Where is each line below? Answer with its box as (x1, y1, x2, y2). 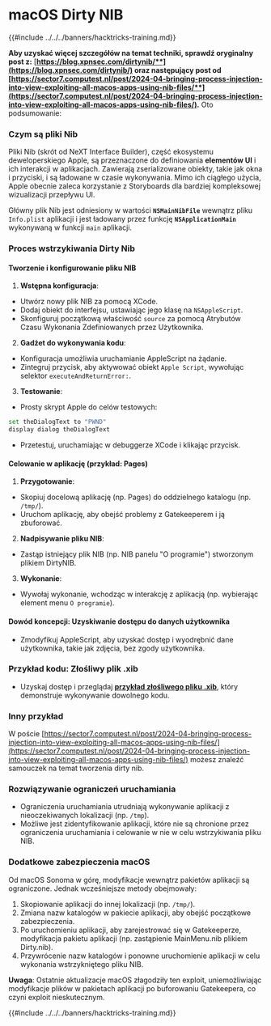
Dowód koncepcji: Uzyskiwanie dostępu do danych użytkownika (8, 617, 231, 626)
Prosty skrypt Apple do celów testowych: (19, 402, 158, 412)
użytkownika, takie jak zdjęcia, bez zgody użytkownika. (19, 643, 205, 653)
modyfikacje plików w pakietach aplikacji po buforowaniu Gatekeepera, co (8, 983, 256, 993)
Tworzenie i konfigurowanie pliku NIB (8, 263, 137, 273)
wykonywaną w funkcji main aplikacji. (8, 223, 132, 232)
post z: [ (8, 57, 37, 66)
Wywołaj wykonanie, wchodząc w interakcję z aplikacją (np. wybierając (19, 589, 259, 600)
